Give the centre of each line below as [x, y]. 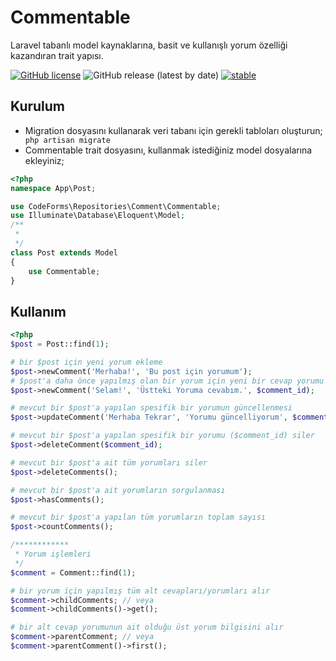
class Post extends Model [64, 252]
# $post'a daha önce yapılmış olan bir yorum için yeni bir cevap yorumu [167, 381]
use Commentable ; [64, 271]
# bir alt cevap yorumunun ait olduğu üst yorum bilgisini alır [147, 627]
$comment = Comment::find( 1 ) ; [73, 572]
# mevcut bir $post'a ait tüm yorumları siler [109, 462]
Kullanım [38, 311]
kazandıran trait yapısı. [57, 55]
